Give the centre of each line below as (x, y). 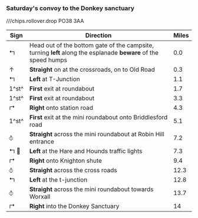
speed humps (48, 60)
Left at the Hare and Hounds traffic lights (86, 151)
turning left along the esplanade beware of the (94, 53)
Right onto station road (61, 108)
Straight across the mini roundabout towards (92, 189)
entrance (42, 142)
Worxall (40, 197)
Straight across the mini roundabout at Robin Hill (97, 135)
